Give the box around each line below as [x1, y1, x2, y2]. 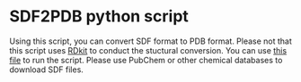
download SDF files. [9, 64, 84, 75]
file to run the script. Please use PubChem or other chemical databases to [9, 54, 283, 65]
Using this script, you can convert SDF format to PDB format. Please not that [9, 36, 292, 46]
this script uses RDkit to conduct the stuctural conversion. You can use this [9, 45, 288, 55]
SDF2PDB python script [9, 6, 189, 27]
